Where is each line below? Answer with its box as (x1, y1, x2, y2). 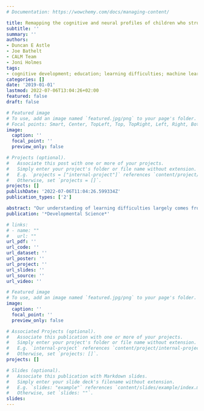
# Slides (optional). (6, 367, 61, 373)
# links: (6, 222, 29, 228)
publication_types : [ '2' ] (6, 194, 72, 200)
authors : (6, 37, 29, 43)
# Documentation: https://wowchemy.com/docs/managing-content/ (6, 8, 170, 15)
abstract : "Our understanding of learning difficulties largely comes (6, 205, 189, 211)
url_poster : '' (6, 256, 45, 262)
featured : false (6, 93, 47, 100)
